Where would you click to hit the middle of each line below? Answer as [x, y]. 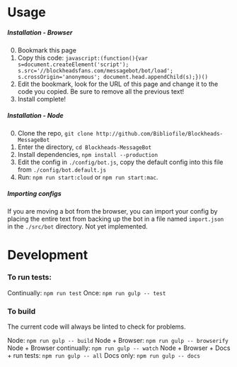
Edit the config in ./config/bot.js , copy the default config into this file [120, 162]
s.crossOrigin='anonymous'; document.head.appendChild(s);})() [113, 77]
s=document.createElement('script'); [73, 65]
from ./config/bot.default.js [62, 170]
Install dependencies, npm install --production [87, 155]
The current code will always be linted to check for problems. [97, 327]
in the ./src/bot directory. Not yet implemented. [78, 226]
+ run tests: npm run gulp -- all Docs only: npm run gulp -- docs [104, 355]
